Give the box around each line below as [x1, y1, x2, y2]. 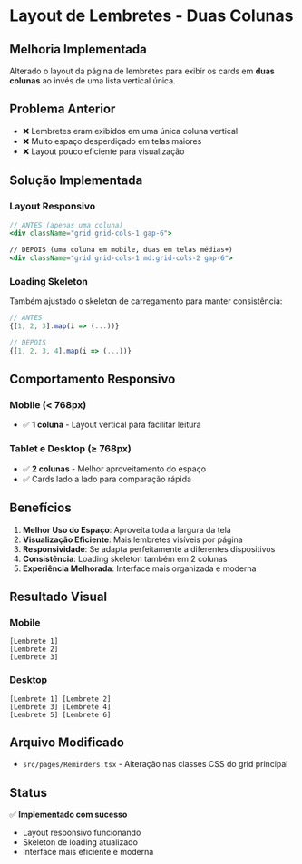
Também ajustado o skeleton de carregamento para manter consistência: [9, 296, 283, 306]
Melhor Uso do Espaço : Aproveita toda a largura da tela [22, 524, 231, 535]
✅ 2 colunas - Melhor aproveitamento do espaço [22, 463, 207, 474]
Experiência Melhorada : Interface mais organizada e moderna [22, 563, 257, 574]
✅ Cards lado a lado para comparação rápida [22, 473, 192, 484]
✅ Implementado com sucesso [9, 809, 128, 820]
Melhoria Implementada [9, 42, 147, 57]
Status [9, 785, 48, 801]
